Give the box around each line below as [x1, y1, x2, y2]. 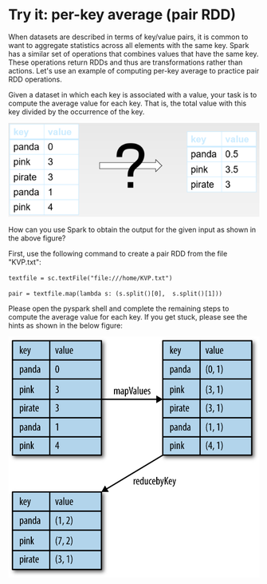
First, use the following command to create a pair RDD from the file [8, 249, 228, 259]
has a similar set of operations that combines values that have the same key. [8, 49, 259, 58]
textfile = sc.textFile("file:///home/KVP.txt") [8, 274, 173, 283]
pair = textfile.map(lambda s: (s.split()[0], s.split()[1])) [8, 290, 223, 298]
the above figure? [8, 233, 66, 243]
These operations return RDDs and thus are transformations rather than [8, 58, 243, 67]
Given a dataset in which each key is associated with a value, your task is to [8, 89, 257, 99]
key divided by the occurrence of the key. [8, 106, 145, 117]
